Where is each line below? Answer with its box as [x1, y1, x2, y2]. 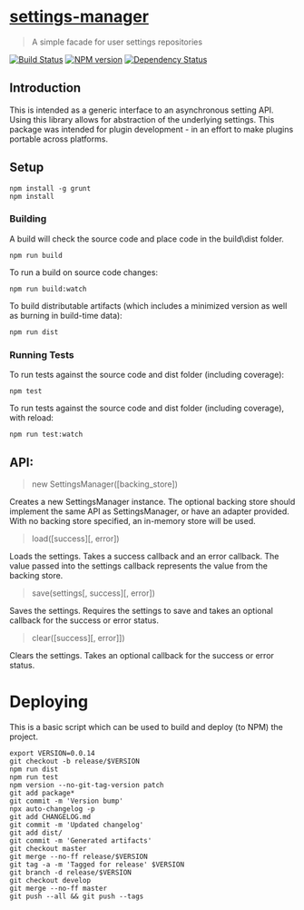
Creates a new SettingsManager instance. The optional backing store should [9, 496, 296, 507]
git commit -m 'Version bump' [9, 796, 124, 806]
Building [9, 213, 47, 225]
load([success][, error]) [31, 533, 120, 544]
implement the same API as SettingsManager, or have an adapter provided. [9, 506, 290, 517]
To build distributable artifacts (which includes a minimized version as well [9, 300, 288, 311]
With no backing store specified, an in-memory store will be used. [9, 515, 256, 526]
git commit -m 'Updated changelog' [9, 820, 144, 829]
